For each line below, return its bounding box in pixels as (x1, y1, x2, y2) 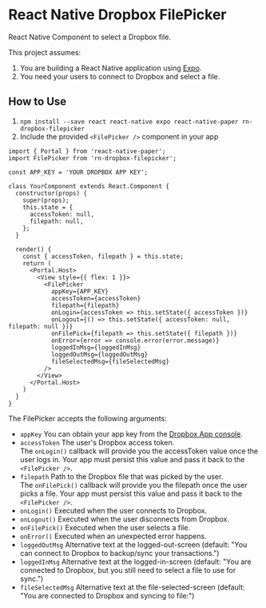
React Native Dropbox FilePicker (8, 6, 227, 24)
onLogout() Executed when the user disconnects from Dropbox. (19, 514, 230, 524)
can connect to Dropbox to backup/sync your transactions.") (19, 548, 220, 558)
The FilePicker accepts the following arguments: (8, 413, 168, 423)
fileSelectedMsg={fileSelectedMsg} (50, 357, 170, 365)
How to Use (8, 95, 67, 109)
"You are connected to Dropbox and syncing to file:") (19, 590, 195, 600)
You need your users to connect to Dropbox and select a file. (19, 71, 220, 81)
